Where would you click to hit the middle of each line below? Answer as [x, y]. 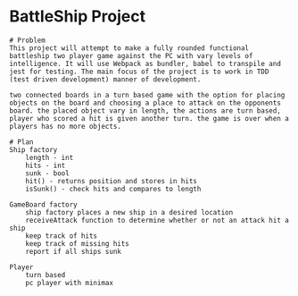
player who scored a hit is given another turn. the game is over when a [149, 118]
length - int [50, 157]
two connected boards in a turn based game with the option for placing [147, 95]
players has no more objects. [66, 126]
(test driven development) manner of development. [105, 79]
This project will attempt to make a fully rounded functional [129, 48]
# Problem [28, 40]
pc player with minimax [70, 283]
